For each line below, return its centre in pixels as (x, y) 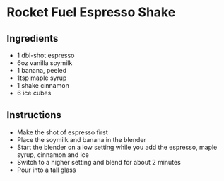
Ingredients (33, 39)
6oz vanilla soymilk (45, 63)
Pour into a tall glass (46, 170)
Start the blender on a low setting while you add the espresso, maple (117, 147)
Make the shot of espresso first (63, 132)
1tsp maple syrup (42, 78)
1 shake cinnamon (43, 85)
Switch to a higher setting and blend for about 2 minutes (99, 162)
